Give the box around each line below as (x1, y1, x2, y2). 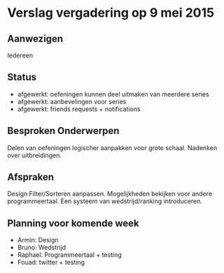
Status (7, 71, 37, 83)
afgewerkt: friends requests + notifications (17, 105, 141, 113)
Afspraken (7, 171, 55, 183)
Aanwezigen (7, 33, 64, 45)
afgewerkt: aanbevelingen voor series (17, 97, 127, 105)
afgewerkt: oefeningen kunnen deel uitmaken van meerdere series (17, 89, 209, 98)
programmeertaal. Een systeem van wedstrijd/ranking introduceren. (7, 197, 203, 205)
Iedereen (7, 51, 34, 59)
